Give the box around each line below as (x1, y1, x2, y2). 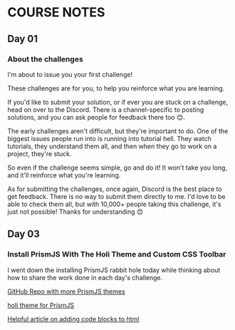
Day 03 (7, 228, 41, 240)
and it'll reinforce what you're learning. (7, 170, 121, 179)
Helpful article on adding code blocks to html (7, 314, 140, 323)
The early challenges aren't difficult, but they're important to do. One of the (7, 126, 229, 135)
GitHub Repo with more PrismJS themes (7, 287, 126, 296)
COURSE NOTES (7, 4, 105, 21)
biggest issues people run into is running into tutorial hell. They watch (7, 134, 211, 143)
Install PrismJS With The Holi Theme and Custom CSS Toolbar (7, 249, 226, 259)
